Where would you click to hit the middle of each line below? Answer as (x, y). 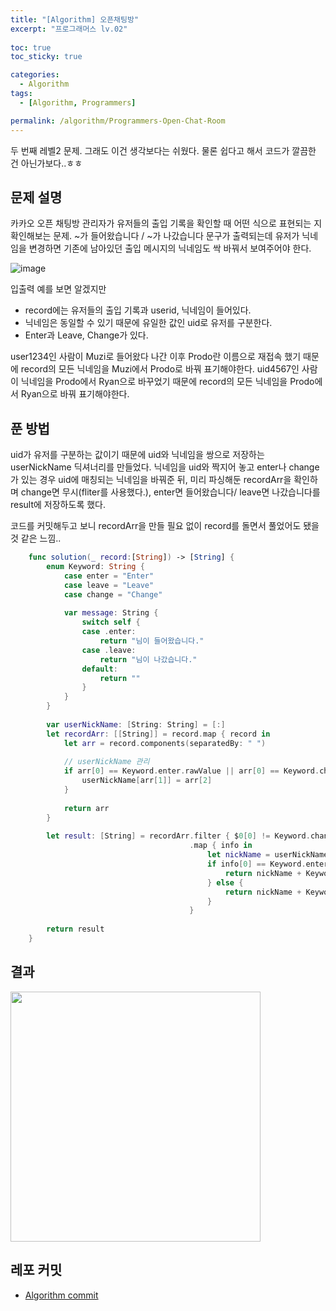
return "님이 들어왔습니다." (152, 641)
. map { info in (221, 846)
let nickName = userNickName (268, 855)
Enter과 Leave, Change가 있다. (86, 335)
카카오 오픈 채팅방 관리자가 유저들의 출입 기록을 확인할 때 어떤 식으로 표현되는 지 (166, 223)
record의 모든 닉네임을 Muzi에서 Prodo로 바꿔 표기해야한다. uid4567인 (160, 369)
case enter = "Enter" (109, 576)
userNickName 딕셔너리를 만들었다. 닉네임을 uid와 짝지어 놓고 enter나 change (165, 467)
